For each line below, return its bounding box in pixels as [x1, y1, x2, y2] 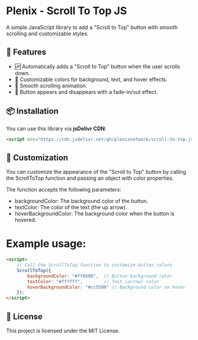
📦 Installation [6, 106, 59, 116]
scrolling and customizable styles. [6, 30, 89, 37]
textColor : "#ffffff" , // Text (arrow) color [27, 279, 160, 284]
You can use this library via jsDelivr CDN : [6, 125, 107, 132]
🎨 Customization [6, 153, 68, 163]
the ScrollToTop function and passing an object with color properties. [6, 174, 174, 182]
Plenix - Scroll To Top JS [6, 4, 127, 18]
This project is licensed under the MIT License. [6, 327, 120, 334]
